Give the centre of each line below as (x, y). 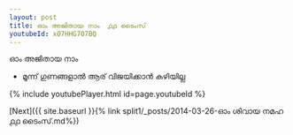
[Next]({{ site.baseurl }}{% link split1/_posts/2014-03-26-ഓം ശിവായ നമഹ (146, 111)
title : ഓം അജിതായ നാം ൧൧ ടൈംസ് (77, 26)
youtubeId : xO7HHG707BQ (53, 34)
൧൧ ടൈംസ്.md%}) (44, 121)
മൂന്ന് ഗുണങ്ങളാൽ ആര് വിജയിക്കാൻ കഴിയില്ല (104, 77)
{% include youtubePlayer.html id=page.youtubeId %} (108, 94)
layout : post (33, 17)
